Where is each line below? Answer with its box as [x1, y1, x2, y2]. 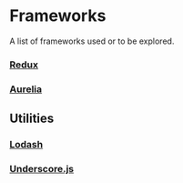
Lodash [9, 138, 44, 151]
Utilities [9, 111, 55, 127]
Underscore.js [9, 163, 75, 176]
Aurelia [9, 83, 43, 96]
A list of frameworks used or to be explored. [9, 36, 175, 46]
